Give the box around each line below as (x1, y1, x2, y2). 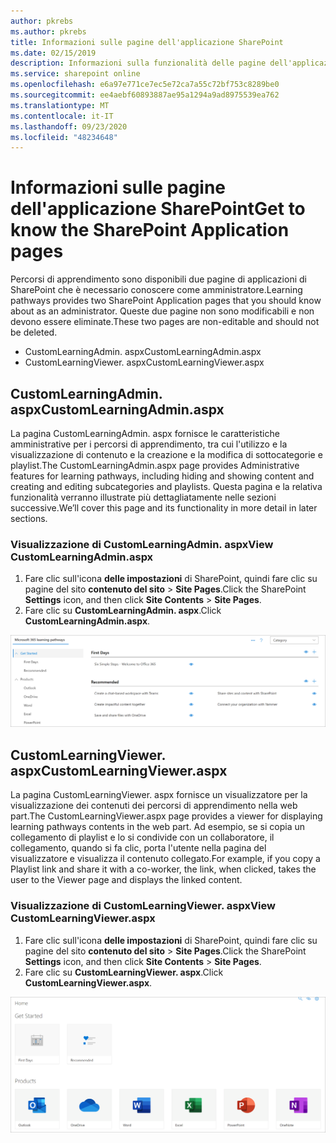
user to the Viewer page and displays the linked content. (10, 874, 243, 886)
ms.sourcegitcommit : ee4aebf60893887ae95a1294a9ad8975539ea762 (10, 90, 280, 100)
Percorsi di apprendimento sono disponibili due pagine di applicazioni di (10, 273, 307, 285)
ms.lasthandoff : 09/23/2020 (10, 121, 128, 132)
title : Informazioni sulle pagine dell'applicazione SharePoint (10, 37, 284, 47)
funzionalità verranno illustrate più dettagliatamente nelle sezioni (10, 491, 277, 503)
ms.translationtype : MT (10, 100, 110, 110)
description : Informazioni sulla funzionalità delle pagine (10, 58, 267, 69)
